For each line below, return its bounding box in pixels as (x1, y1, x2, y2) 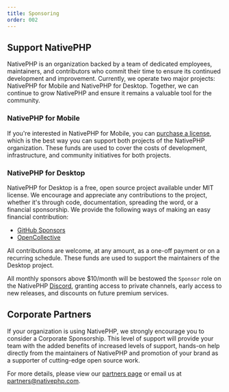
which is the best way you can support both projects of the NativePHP (7, 136, 205, 145)
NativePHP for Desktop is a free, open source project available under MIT (7, 183, 214, 192)
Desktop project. (7, 261, 54, 269)
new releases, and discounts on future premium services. (7, 289, 169, 297)
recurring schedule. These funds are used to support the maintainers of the (7, 254, 220, 262)
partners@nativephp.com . (7, 376, 81, 384)
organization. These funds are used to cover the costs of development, (7, 143, 207, 151)
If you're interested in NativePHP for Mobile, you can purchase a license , (7, 129, 212, 137)
